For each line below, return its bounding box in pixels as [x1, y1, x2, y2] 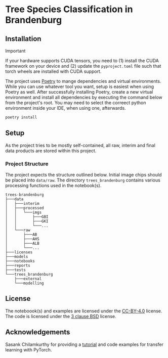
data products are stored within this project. [5, 148, 97, 154]
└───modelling [14, 281, 44, 286]
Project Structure [5, 160, 49, 167]
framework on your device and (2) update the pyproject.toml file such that [5, 63, 161, 69]
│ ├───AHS [5, 236, 39, 241]
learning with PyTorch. [5, 346, 52, 352]
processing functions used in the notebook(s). [5, 182, 102, 188]
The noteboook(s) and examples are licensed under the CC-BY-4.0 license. [5, 307, 162, 314]
